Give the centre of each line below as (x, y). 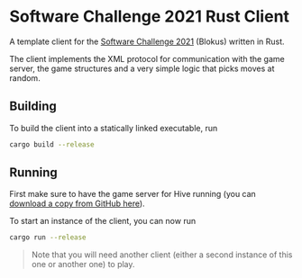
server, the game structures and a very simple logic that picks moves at (142, 68)
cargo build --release (52, 144)
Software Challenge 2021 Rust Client (150, 17)
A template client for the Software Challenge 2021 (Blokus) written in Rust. (147, 41)
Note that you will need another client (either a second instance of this (162, 255)
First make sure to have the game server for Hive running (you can (133, 194)
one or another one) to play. (83, 265)
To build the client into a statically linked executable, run (114, 128)
